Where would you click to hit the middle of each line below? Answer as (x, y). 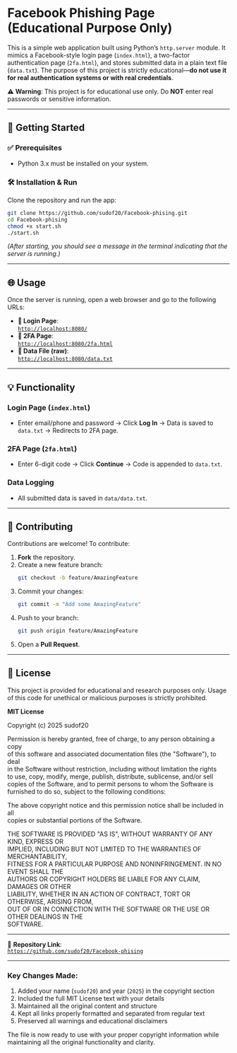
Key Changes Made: (43, 975)
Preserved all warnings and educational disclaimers (92, 1021)
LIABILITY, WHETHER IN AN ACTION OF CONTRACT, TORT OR (99, 894)
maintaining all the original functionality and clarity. (81, 1042)
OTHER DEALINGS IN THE (45, 917)
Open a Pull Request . (49, 644)
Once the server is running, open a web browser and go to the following (112, 300)
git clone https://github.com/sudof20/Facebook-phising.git (98, 213)
